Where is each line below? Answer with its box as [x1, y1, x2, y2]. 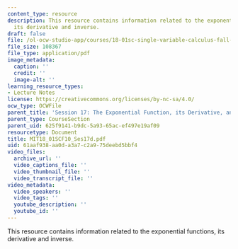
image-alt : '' [13, 76, 55, 83]
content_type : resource [7, 10, 78, 18]
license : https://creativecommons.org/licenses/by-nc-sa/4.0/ [7, 96, 195, 103]
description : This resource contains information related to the [7, 17, 204, 24]
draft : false [7, 30, 46, 37]
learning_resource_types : [7, 83, 84, 90]
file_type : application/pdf [7, 50, 91, 57]
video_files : [7, 149, 46, 156]
